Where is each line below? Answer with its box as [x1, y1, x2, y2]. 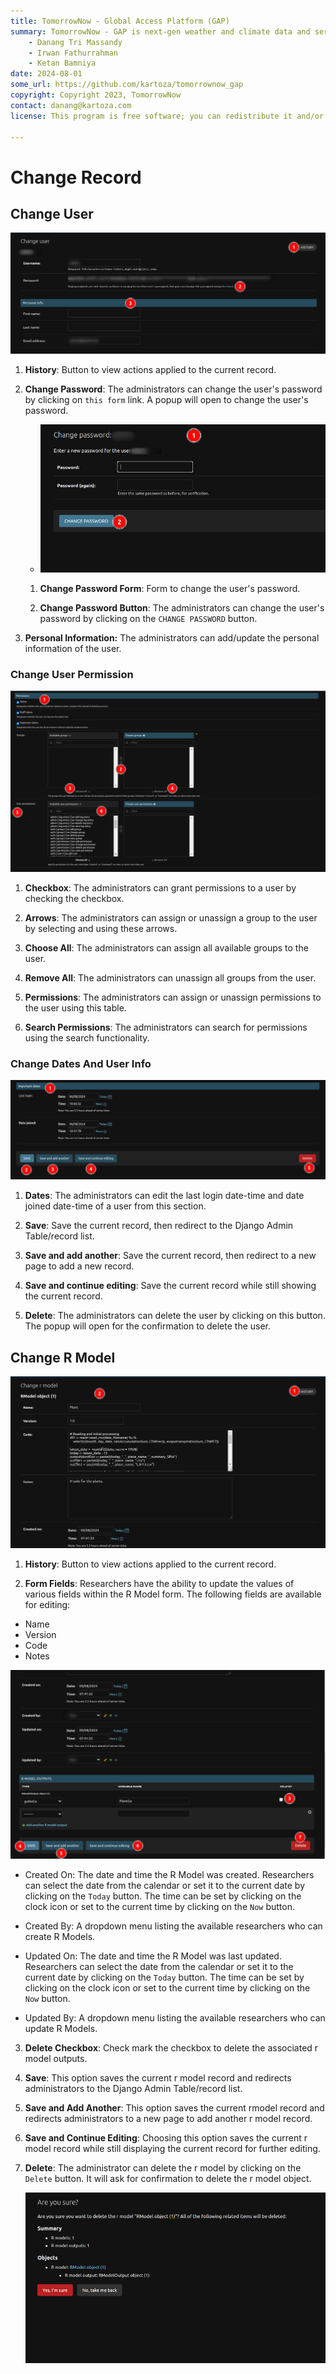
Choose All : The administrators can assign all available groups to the [24, 941, 309, 954]
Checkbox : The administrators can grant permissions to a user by [24, 881, 297, 894]
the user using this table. [24, 1001, 127, 1014]
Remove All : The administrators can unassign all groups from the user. [24, 971, 317, 984]
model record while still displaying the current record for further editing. [24, 2143, 321, 2155]
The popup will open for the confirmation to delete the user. [24, 1320, 272, 1332]
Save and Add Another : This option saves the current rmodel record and [24, 2102, 325, 2114]
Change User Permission [10, 668, 134, 682]
